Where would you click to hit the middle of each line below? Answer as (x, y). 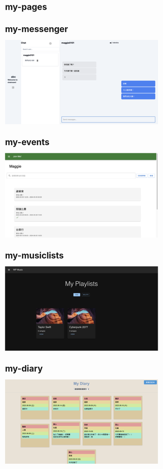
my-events (27, 142)
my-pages (26, 7)
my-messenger (37, 29)
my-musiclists (34, 255)
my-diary (24, 369)
